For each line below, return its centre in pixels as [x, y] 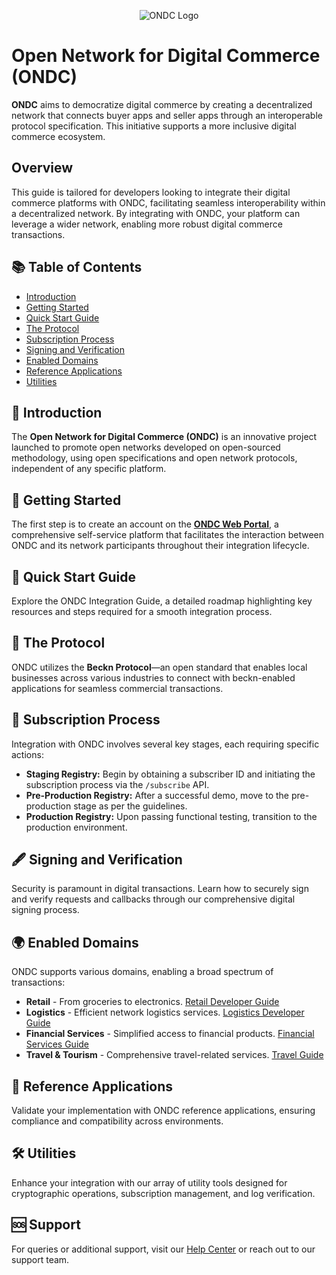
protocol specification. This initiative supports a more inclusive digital [154, 126]
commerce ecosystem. [58, 136]
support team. [40, 1259]
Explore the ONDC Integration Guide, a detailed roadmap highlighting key [162, 601]
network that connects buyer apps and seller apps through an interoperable [167, 115]
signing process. [45, 910]
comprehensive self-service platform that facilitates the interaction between [168, 535]
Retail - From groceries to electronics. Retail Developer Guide [152, 1002]
